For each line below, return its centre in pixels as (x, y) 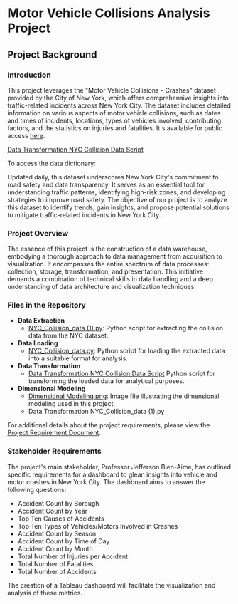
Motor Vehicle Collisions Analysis (109, 13)
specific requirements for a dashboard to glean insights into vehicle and (113, 474)
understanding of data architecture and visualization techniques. (102, 287)
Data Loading (38, 343)
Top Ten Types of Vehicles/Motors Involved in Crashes (98, 526)
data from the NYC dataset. (68, 335)
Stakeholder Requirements (54, 452)
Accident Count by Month (55, 548)
